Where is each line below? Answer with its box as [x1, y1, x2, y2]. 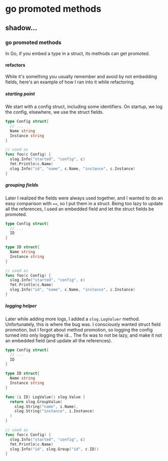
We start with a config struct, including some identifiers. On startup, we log [5, 103, 163, 110]
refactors [5, 62, 25, 68]
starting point [5, 91, 35, 97]
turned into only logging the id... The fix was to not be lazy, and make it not [5, 332, 162, 338]
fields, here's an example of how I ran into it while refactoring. [5, 79, 135, 85]
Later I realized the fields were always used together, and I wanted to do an [5, 195, 163, 201]
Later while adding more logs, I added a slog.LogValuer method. [5, 316, 140, 322]
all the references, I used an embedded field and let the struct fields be [5, 206, 154, 212]
